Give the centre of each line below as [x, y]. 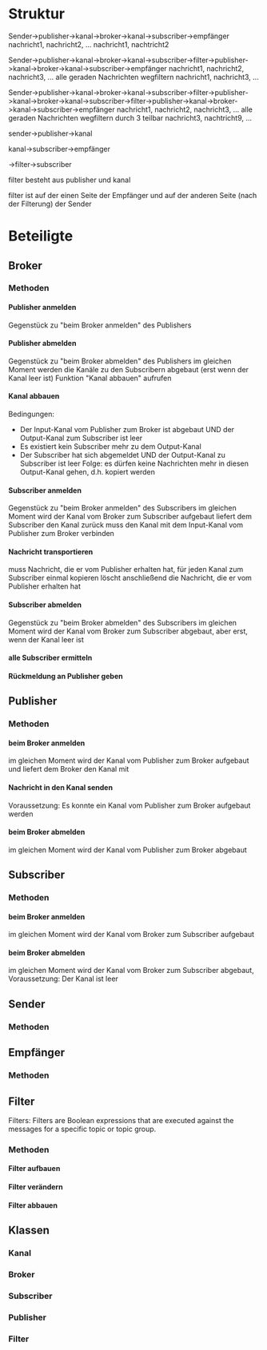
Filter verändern [36, 1187]
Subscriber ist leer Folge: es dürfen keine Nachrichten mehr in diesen [134, 463]
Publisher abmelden [42, 343]
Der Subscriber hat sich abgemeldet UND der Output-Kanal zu [122, 455]
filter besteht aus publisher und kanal [70, 180]
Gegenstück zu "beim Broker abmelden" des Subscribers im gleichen [123, 622]
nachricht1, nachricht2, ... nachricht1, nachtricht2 [89, 44]
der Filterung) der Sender [50, 204]
